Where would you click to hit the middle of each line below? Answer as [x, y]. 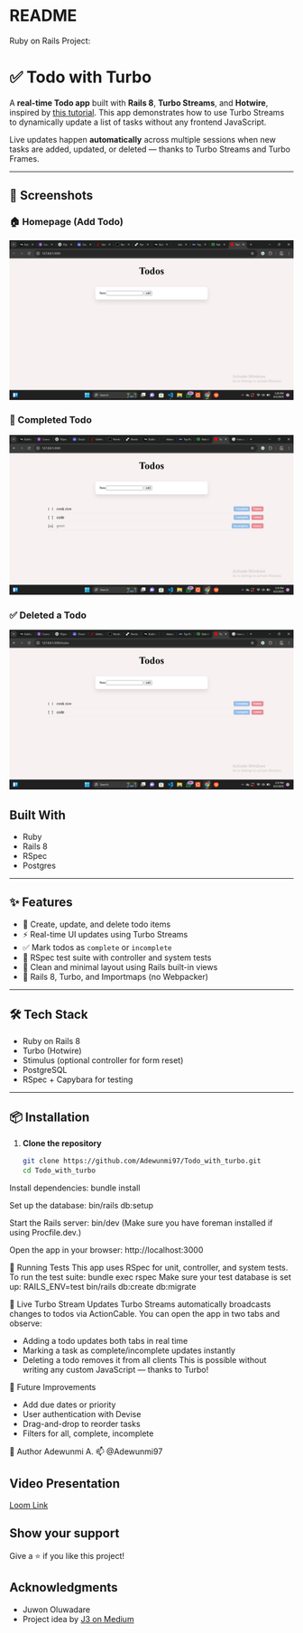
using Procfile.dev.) [46, 1233]
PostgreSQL [45, 1069]
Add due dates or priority [69, 1404]
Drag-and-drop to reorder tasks [82, 1424]
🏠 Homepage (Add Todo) [66, 222]
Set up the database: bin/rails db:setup [82, 1206]
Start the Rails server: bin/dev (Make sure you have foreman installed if [141, 1223]
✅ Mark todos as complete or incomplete [97, 947]
